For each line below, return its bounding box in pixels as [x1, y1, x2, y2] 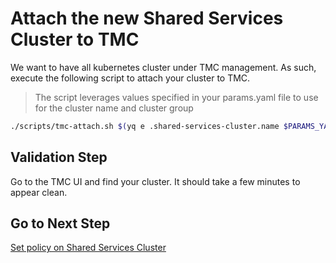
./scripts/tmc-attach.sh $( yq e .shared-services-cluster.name [10, 121, 280, 131]
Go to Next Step [10, 215, 111, 232]
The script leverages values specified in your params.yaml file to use [34, 91, 319, 103]
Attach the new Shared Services [10, 7, 284, 30]
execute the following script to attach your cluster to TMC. [10, 72, 251, 84]
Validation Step [10, 149, 108, 166]
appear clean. [10, 186, 68, 198]
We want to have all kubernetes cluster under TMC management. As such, [10, 61, 317, 73]
